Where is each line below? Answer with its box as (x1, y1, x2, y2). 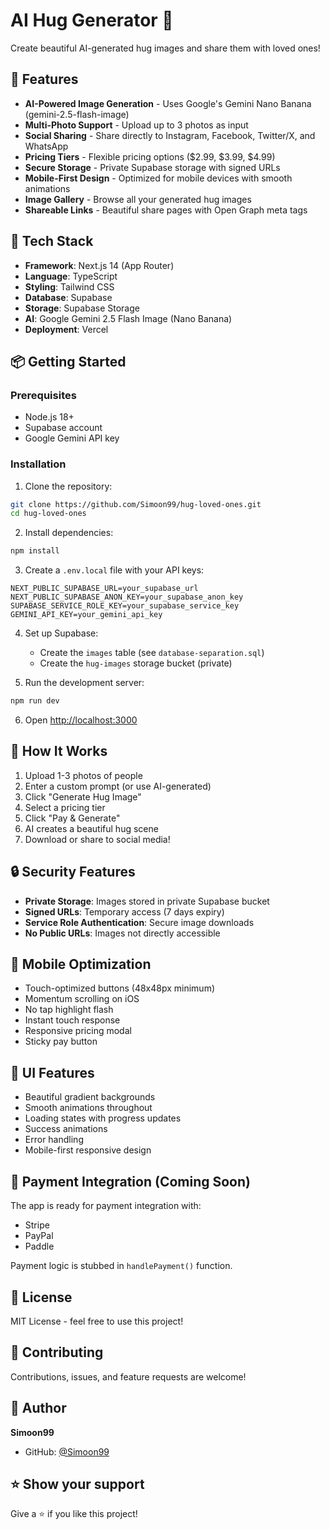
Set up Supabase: (24, 627, 99, 639)
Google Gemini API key (24, 432, 120, 444)
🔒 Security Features (10, 864, 136, 881)
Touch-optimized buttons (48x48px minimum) (24, 982, 216, 994)
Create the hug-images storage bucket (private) (39, 657, 233, 669)
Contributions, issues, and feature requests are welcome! (10, 1370, 247, 1383)
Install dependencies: (24, 527, 114, 539)
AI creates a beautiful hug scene (24, 822, 159, 834)
